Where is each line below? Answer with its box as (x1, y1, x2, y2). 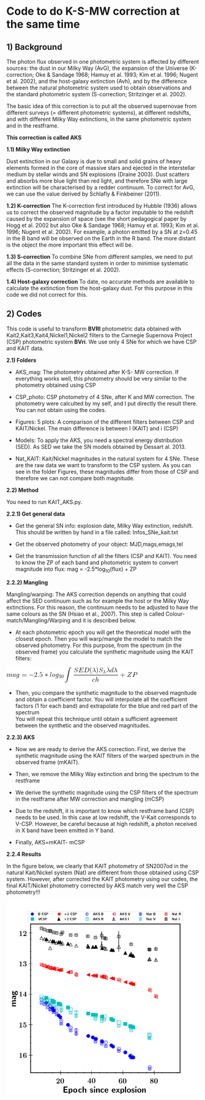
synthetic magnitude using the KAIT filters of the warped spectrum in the (15, 752, 199, 759)
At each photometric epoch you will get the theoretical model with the (15, 628, 192, 636)
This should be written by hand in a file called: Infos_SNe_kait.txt (15, 529, 179, 536)
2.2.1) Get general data (6, 510, 65, 518)
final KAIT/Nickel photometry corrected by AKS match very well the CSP (6, 882, 188, 889)
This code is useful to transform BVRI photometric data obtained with (6, 325, 182, 332)
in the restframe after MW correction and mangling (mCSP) (15, 795, 165, 803)
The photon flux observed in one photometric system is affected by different (6, 58, 199, 65)
